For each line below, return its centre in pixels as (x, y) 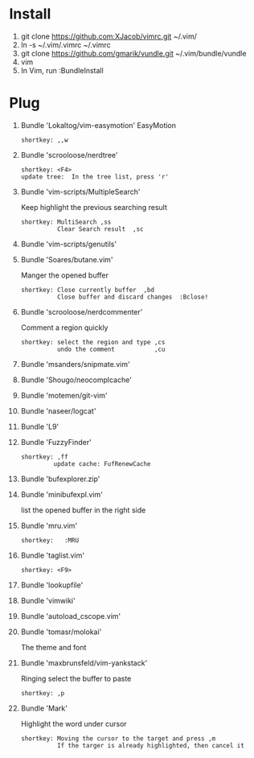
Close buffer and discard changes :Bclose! (133, 297)
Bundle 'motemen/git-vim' (64, 395)
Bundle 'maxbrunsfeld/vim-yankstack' (84, 663)
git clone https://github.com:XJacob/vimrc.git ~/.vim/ (109, 36)
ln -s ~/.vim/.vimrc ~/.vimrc (66, 44)
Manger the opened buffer (65, 275)
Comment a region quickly (64, 328)
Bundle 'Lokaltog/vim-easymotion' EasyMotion (98, 125)
